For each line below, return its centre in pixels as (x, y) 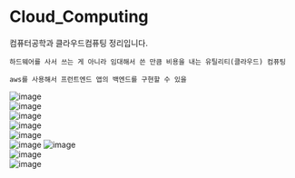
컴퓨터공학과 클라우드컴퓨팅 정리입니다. (79, 43)
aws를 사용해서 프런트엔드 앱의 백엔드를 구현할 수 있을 (98, 79)
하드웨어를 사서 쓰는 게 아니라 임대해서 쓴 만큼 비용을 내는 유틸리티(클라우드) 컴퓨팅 (147, 62)
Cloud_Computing (79, 17)
